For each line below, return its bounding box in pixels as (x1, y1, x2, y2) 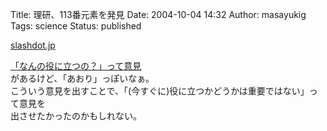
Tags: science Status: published (10, 20, 142, 32)
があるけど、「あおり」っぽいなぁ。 (10, 73, 155, 84)
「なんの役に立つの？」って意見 (10, 60, 142, 72)
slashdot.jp (10, 39, 56, 51)
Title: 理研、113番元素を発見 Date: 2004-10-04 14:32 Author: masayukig (10, 9, 307, 20)
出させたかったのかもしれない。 (10, 110, 142, 122)
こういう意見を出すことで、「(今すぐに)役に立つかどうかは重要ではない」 (10, 85, 310, 97)
